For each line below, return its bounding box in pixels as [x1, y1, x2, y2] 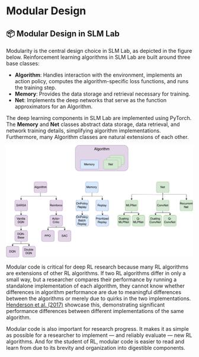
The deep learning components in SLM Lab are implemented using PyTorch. [6, 115, 192, 121]
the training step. [14, 84, 56, 91]
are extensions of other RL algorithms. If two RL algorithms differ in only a [6, 269, 186, 277]
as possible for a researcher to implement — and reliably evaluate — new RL [6, 331, 192, 339]
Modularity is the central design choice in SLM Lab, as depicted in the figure [6, 48, 192, 54]
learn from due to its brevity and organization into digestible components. [6, 344, 185, 351]
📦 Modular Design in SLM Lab [6, 29, 120, 39]
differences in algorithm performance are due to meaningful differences [6, 288, 182, 295]
